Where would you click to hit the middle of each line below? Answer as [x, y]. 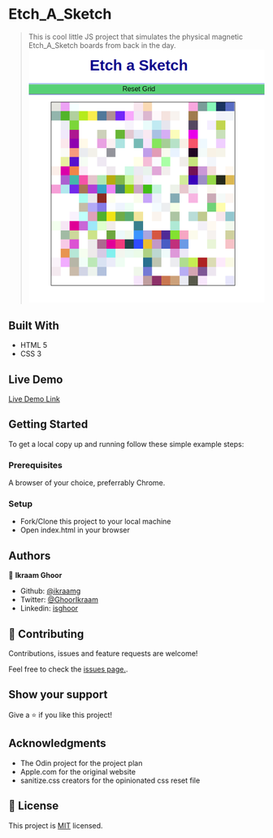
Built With [34, 326]
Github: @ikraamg [50, 591]
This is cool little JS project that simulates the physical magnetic [136, 37]
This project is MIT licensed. [56, 825]
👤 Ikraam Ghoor [35, 575]
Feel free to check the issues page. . [68, 669]
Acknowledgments [58, 743]
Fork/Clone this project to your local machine [95, 522]
